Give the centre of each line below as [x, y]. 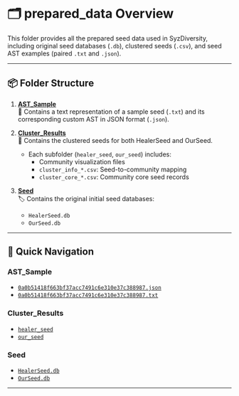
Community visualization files [82, 161]
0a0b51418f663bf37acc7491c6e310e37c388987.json [89, 288]
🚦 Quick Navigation [51, 252]
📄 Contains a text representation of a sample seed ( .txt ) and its [111, 112]
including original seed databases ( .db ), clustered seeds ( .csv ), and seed [115, 46]
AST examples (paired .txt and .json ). [64, 53]
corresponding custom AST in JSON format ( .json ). [93, 119]
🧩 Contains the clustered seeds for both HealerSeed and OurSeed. [115, 140]
